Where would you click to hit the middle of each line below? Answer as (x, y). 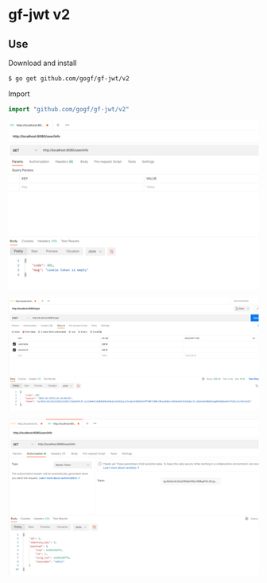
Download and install (43, 63)
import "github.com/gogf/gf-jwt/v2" (69, 109)
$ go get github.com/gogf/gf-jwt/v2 (69, 79)
